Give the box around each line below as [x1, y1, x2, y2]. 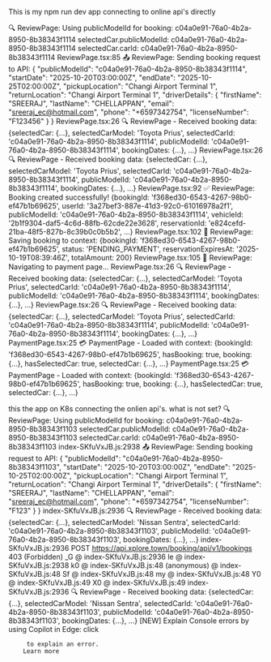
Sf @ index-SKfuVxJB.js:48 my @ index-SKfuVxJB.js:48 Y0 [61, 570, 261, 578]
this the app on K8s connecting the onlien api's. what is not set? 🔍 [8, 404, 231, 413]
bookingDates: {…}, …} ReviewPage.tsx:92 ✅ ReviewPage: [60, 183, 255, 193]
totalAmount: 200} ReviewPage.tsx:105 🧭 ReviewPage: [71, 253, 252, 262]
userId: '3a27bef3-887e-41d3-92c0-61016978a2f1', [61, 201, 233, 210]
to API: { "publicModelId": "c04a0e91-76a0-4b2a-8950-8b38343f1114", [8, 64, 248, 74]
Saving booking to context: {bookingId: [8, 235, 138, 245]
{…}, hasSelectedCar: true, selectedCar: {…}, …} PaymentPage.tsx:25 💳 [8, 359, 249, 368]
